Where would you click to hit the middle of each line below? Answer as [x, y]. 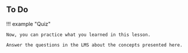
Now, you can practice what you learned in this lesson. [78, 35]
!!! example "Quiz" [28, 24]
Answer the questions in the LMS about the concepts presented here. [95, 45]
